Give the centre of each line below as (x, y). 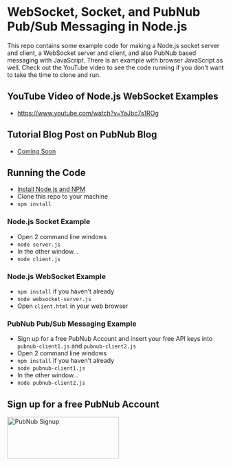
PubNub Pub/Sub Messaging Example (72, 324)
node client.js (39, 259)
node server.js (39, 245)
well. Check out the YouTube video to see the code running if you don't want (115, 67)
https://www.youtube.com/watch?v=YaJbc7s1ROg (88, 113)
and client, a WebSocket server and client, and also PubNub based (102, 53)
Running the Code (46, 173)
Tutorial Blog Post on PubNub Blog (82, 135)
